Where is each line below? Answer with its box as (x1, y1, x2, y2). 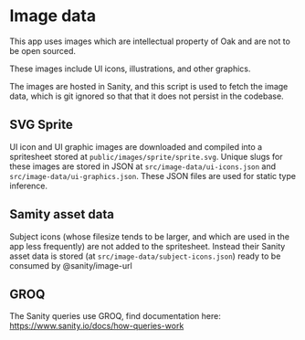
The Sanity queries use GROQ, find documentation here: (9, 311, 221, 322)
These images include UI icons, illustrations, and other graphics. (9, 63, 251, 74)
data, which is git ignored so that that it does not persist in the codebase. (9, 90, 285, 101)
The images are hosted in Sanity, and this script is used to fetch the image (9, 80, 289, 91)
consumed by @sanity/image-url (9, 260, 132, 271)
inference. (9, 180, 48, 191)
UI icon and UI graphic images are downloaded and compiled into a (9, 141, 263, 152)
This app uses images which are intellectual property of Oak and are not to (9, 36, 290, 47)
